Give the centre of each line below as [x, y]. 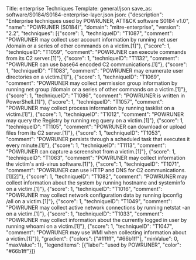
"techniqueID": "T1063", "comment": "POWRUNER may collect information [96, 158]
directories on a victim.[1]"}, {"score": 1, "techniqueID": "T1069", [83, 77]
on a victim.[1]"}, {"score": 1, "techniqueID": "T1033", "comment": [85, 214]
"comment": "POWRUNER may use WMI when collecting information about [96, 232]
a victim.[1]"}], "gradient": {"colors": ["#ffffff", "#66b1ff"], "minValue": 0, [92, 239]
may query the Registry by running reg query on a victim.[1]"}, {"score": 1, [95, 120]
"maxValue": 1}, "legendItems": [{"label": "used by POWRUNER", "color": [94, 245]
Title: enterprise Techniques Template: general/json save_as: [79, 8]
